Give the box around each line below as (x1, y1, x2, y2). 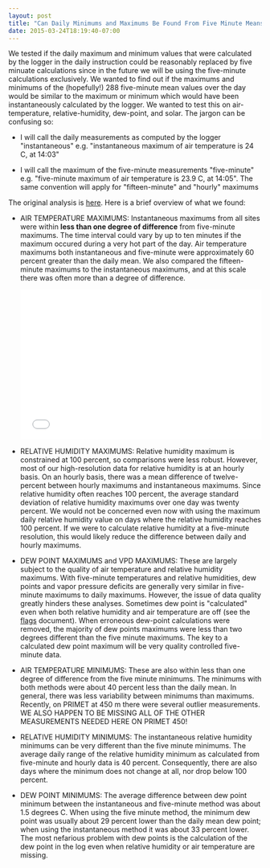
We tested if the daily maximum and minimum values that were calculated (8, 49, 252, 59)
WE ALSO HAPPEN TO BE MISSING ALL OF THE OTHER (19, 708, 206, 718)
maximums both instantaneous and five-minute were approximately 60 (19, 248, 255, 257)
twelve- (212, 472, 239, 482)
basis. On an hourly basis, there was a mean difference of (19, 472, 211, 482)
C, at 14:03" (19, 149, 60, 159)
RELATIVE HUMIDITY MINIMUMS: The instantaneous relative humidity (19, 732, 252, 742)
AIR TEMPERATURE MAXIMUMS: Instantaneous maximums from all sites (19, 214, 260, 223)
